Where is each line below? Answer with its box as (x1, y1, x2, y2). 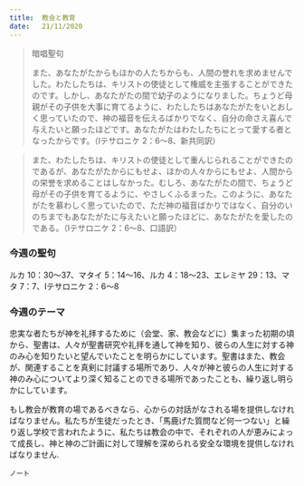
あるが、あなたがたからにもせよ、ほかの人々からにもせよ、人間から (39, 165, 294, 177)
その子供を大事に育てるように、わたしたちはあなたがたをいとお (47, 101, 286, 112)
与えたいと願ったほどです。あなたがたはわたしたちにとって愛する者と (31, 123, 292, 134)
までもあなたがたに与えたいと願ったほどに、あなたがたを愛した (47, 210, 286, 222)
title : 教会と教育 (9, 13, 76, 23)
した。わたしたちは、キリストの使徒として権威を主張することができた (31, 78, 294, 89)
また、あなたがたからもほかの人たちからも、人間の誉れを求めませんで (31, 67, 293, 78)
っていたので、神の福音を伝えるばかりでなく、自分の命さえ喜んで (47, 112, 292, 123)
